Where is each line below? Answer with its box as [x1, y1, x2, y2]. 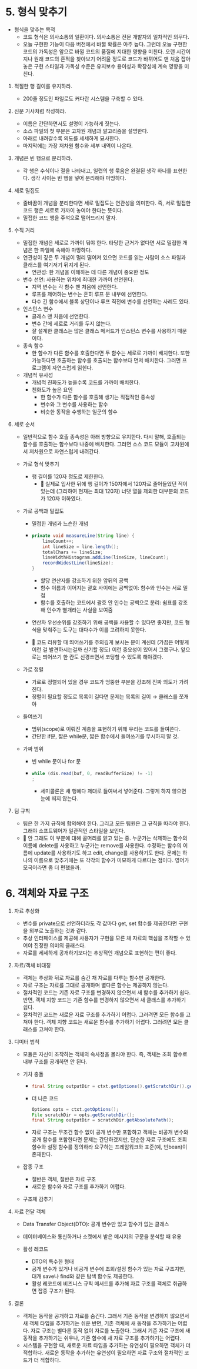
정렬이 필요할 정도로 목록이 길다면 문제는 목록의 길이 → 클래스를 [31, 693, 178, 700]
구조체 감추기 [22, 1196, 54, 1203]
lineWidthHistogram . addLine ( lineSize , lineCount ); [42, 555, 169, 560]
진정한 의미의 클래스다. [34, 941, 86, 949]
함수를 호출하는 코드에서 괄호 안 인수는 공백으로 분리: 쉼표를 [40, 599, 177, 606]
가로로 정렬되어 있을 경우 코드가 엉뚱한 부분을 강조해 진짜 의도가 [31, 679, 178, 686]
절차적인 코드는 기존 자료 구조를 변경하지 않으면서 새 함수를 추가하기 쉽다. [22, 989, 191, 996]
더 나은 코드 [31, 1094, 59, 1101]
